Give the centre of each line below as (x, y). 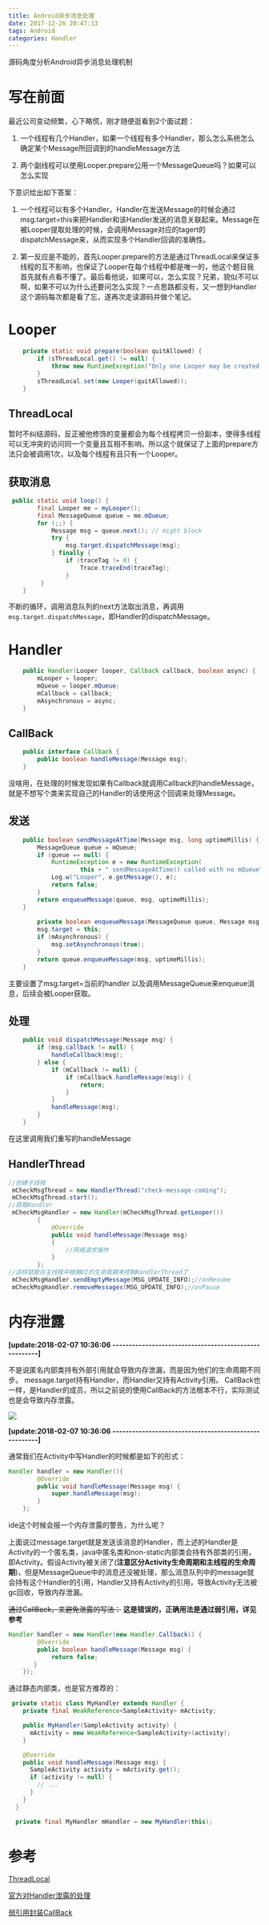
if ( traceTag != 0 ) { (101, 561)
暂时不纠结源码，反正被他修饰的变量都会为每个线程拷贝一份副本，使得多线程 (134, 434)
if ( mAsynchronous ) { (73, 937)
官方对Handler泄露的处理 (49, 1895)
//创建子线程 (27, 1183)
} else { (52, 1062)
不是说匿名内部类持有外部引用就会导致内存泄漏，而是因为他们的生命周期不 (131, 1369)
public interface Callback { (71, 752)
